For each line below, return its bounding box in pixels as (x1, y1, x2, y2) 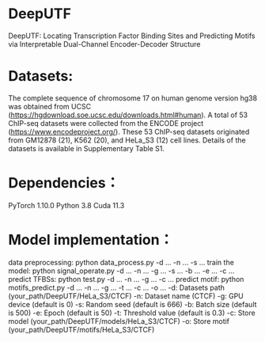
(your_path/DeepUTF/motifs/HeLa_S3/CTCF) (8, 325, 155, 334)
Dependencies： (8, 174, 120, 192)
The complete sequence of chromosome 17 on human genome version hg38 (8, 93, 258, 103)
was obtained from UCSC (8, 101, 92, 111)
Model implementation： (8, 231, 174, 249)
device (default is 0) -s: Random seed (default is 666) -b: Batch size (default (8, 299, 257, 309)
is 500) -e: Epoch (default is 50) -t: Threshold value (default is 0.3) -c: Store (8, 308, 256, 317)
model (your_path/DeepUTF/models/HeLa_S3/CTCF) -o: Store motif (8, 316, 230, 325)
